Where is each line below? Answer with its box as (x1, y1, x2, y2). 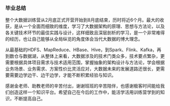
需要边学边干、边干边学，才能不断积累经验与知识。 (9, 72, 116, 78)
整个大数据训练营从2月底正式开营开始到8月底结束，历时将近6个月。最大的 (5, 17, 160, 23)
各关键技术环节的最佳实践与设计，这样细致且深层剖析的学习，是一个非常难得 (5, 29, 165, 36)
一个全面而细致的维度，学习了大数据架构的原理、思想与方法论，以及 (22, 23, 165, 29)
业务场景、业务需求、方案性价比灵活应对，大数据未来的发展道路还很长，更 (5, 66, 160, 72)
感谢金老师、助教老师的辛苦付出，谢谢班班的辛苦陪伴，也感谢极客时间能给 (5, 83, 160, 89)
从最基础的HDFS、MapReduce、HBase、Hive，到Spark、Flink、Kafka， (5, 47, 157, 53)
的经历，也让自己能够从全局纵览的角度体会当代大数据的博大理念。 (5, 36, 143, 42)
